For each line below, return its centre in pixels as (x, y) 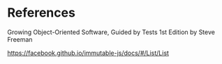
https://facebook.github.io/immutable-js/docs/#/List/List (88, 53)
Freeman (20, 39)
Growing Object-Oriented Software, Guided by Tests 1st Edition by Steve (111, 32)
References (41, 13)
